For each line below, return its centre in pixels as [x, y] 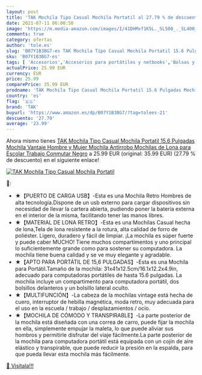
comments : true [25, 34]
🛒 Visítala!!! [20, 366]
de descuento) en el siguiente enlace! [53, 160]
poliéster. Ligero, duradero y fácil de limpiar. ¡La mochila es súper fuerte [104, 236]
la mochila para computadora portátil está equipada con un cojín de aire [104, 341]
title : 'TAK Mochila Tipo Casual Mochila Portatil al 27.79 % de [90, 17]
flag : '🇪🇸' [21, 101]
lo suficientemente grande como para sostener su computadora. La [98, 249]
